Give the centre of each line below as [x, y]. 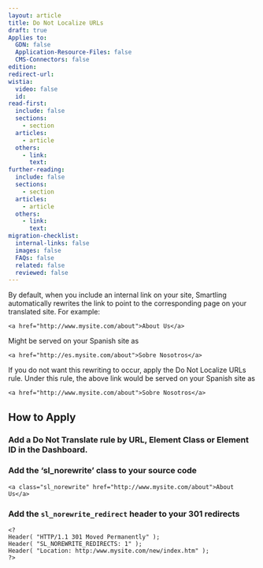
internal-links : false [52, 243]
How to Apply [42, 417]
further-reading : [37, 170]
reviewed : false [42, 273]
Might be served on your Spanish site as [74, 341]
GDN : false [33, 45]
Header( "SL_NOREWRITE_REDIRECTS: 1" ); [76, 544]
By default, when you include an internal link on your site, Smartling [117, 295]
